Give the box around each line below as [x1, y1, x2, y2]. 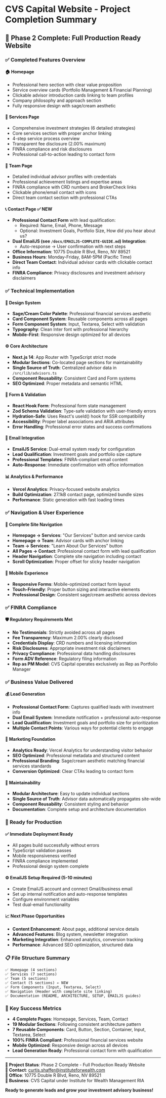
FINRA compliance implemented [12, 858, 78, 864]
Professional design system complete [12, 863, 89, 869]
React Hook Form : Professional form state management [12, 402, 126, 409]
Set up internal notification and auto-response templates [12, 891, 127, 897]
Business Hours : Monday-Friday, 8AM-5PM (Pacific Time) [12, 254, 132, 260]
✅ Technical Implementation [5, 287, 75, 294]
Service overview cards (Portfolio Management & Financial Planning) [12, 87, 152, 93]
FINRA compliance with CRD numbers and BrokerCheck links [12, 184, 137, 190]
